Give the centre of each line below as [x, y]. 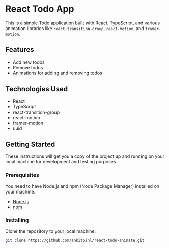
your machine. [20, 191]
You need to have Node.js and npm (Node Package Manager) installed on [82, 186]
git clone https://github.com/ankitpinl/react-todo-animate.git [75, 240]
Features [20, 50]
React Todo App [40, 9]
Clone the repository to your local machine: [51, 231]
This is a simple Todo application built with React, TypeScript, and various [83, 23]
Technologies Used [36, 89]
